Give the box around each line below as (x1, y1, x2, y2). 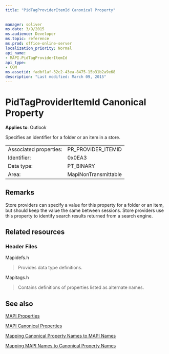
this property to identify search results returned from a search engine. (5, 212, 153, 219)
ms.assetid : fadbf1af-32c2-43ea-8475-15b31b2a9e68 (5, 70, 116, 75)
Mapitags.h (5, 274, 29, 281)
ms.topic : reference (5, 36, 50, 42)
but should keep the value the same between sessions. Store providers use (5, 207, 164, 213)
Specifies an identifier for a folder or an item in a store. (5, 134, 120, 140)
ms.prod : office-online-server (5, 41, 72, 46)
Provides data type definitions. (17, 265, 83, 271)
